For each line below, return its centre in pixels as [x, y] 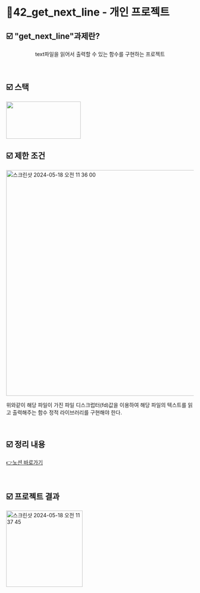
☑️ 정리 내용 [26, 445]
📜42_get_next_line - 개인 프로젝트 [88, 12]
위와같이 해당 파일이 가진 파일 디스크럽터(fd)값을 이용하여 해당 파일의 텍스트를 [96, 405]
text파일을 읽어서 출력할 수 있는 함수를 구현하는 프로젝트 [100, 54]
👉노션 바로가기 [25, 462]
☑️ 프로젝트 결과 [33, 496]
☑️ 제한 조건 [26, 156]
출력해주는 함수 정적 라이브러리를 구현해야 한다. [67, 412]
